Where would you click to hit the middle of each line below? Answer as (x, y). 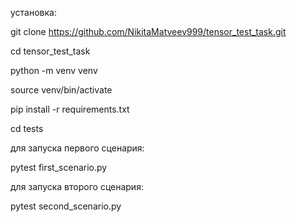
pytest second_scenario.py (66, 206)
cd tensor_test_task (50, 51)
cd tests (27, 128)
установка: (33, 12)
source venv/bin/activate (61, 90)
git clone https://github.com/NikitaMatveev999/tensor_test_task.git (148, 31)
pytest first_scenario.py (59, 167)
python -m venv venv (54, 70)
